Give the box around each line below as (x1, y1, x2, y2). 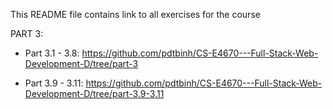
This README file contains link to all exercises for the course (10, 9, 261, 20)
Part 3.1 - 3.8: (24, 47, 80, 59)
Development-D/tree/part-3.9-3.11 (24, 88, 165, 99)
